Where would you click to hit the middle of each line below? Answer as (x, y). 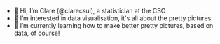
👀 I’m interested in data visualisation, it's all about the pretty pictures (112, 18)
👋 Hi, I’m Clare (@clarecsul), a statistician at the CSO (90, 11)
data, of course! (37, 33)
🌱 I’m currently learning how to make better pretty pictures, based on (114, 25)
